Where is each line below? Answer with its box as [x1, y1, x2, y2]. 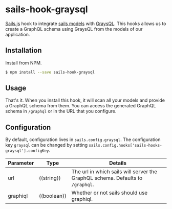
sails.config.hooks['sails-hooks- [89, 143, 162, 148]
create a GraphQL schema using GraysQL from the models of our [5, 26, 143, 32]
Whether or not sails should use [71, 189, 148, 196]
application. [5, 31, 30, 37]
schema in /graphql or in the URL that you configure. [5, 108, 117, 114]
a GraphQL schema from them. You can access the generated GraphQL [5, 103, 156, 109]
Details [109, 159, 127, 167]
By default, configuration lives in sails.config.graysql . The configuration [5, 136, 161, 143]
